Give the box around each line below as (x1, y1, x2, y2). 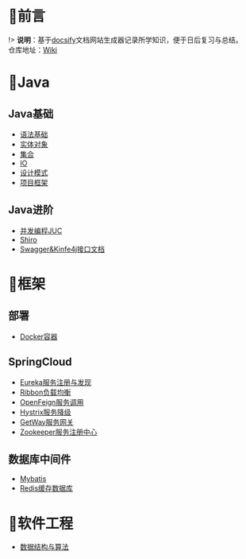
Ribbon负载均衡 (19, 387, 71, 397)
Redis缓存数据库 (19, 483, 74, 493)
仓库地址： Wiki (8, 45, 58, 54)
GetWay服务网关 (19, 417, 74, 426)
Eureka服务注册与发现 (19, 377, 92, 386)
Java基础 (8, 107, 54, 120)
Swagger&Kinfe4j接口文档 (19, 244, 106, 254)
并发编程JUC (19, 226, 63, 235)
